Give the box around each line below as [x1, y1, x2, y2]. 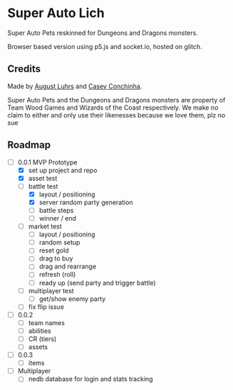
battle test [28, 181, 58, 190]
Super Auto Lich [7, 5, 105, 21]
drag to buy [38, 254, 73, 263]
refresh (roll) [38, 270, 76, 279]
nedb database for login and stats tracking [28, 375, 153, 384]
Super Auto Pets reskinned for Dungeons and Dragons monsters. [7, 28, 198, 37]
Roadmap [7, 139, 51, 151]
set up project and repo [28, 166, 98, 174]
